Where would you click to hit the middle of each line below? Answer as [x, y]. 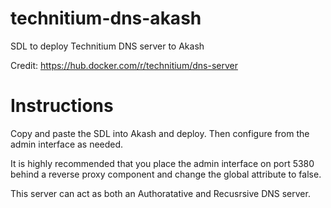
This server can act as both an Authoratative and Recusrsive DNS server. [160, 193]
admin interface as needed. [67, 144]
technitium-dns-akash [106, 18]
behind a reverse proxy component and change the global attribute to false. [166, 174]
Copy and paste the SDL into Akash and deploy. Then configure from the [160, 133]
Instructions [62, 106]
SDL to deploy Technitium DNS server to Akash [107, 46]
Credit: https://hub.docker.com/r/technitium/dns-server [124, 65]
